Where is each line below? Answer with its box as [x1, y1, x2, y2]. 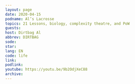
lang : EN [5, 48, 23, 53]
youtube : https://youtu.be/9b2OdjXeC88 [5, 67, 88, 72]
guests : [5, 26, 21, 31]
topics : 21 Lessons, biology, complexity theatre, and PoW [5, 21, 130, 26]
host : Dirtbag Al [5, 30, 41, 35]
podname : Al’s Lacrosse [5, 16, 55, 21]
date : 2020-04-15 [5, 12, 41, 17]
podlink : [5, 62, 23, 67]
